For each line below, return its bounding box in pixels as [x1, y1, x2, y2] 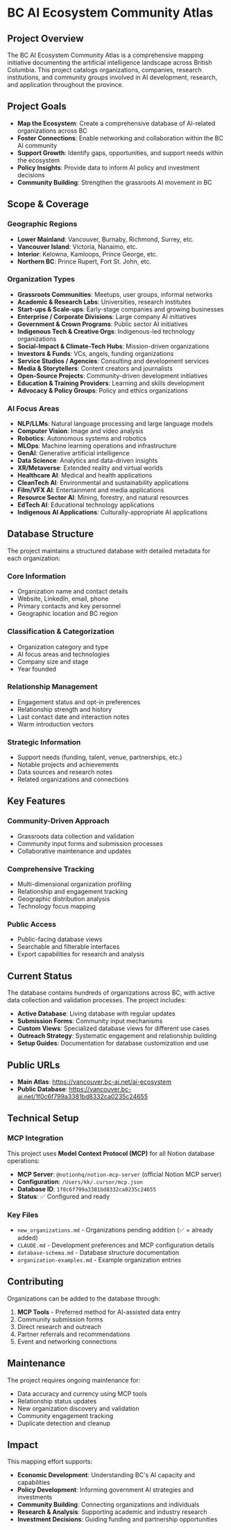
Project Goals [7, 101, 67, 113]
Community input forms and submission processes [17, 839, 163, 847]
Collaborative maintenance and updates [17, 847, 132, 855]
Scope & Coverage [7, 198, 89, 210]
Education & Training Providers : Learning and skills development [17, 379, 205, 387]
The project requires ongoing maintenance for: [7, 1376, 141, 1384]
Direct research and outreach [17, 1322, 102, 1330]
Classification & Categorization [7, 627, 114, 637]
